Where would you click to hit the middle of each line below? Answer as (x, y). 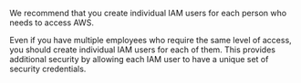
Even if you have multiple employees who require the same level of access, (150, 40)
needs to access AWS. (52, 23)
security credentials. (48, 69)
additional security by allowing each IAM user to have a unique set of (139, 59)
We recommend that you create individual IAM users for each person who (148, 13)
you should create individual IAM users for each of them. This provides (143, 50)
